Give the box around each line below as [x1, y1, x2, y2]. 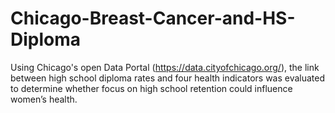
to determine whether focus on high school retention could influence [10, 82, 293, 94]
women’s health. [10, 93, 78, 105]
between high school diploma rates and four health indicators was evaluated [10, 72, 326, 84]
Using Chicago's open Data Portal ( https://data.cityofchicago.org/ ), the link [10, 61, 320, 73]
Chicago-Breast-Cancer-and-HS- [10, 7, 296, 30]
